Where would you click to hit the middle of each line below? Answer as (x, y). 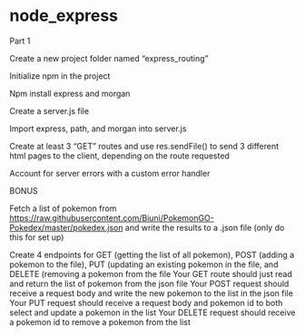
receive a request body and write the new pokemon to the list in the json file (151, 293)
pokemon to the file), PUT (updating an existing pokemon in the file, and (144, 264)
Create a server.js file (49, 110)
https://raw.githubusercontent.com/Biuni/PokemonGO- (112, 217)
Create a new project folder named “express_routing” (109, 58)
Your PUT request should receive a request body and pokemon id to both (146, 302)
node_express (64, 16)
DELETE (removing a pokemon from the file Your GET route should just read (151, 273)
